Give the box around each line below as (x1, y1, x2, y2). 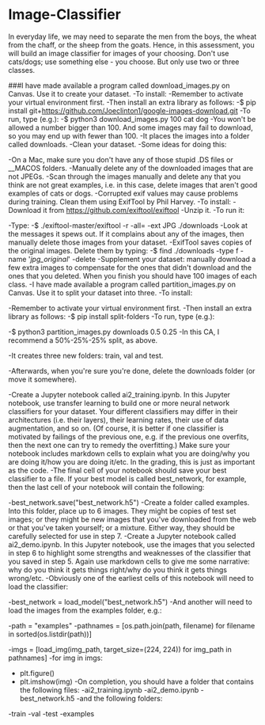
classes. (8, 65, 36, 74)
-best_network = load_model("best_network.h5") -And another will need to (8, 597, 253, 606)
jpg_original (30, 254, 69, 264)
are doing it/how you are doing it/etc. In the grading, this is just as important (8, 457, 256, 466)
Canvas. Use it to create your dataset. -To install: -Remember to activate (8, 89, 244, 98)
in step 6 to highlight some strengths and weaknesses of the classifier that (8, 548, 252, 557)
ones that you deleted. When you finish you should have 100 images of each (8, 271, 257, 280)
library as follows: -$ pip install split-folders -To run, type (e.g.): (8, 311, 215, 321)
